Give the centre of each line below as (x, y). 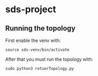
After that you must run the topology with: (49, 59)
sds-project (31, 9)
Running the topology (40, 28)
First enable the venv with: (33, 40)
